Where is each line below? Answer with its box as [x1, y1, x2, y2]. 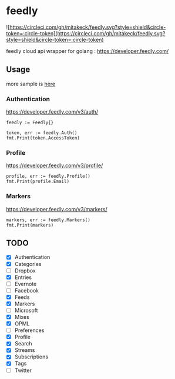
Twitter [14, 367, 32, 374]
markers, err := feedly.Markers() [6, 217, 91, 223]
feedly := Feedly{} [6, 119, 54, 126]
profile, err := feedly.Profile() [6, 174, 91, 179]
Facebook [14, 287, 39, 294]
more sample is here [6, 80, 56, 87]
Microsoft [14, 307, 38, 314]
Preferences [14, 327, 45, 334]
